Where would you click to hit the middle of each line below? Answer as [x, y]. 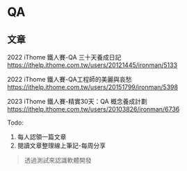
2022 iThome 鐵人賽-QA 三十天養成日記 [64, 57]
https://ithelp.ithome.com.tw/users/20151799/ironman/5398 [93, 87]
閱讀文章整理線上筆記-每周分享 [62, 145]
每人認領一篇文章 [42, 137]
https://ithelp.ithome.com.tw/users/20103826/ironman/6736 [93, 109]
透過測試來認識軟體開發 [58, 160]
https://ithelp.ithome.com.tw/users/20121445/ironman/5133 [92, 65]
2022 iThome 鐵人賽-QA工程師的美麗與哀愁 [70, 79]
